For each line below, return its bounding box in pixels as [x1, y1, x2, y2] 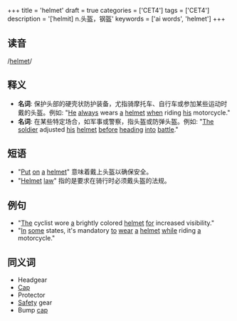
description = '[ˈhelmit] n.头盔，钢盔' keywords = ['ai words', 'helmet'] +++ [7, 14, 226, 23]
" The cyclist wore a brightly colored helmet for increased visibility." [17, 219, 215, 227]
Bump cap [17, 306, 48, 315]
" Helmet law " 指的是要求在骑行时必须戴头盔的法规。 [17, 177, 171, 185]
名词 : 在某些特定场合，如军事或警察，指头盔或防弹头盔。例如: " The [17, 117, 214, 125]
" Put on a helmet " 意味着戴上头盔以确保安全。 [17, 167, 153, 177]
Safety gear [17, 298, 53, 307]
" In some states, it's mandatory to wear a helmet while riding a [17, 226, 201, 235]
